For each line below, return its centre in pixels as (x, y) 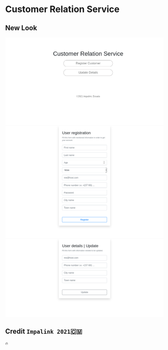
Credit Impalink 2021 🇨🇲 (44, 331)
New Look (21, 28)
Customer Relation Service (62, 9)
